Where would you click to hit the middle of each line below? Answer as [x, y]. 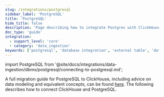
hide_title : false [24, 23]
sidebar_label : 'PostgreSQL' [35, 14]
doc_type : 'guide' [24, 32]
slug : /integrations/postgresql [38, 10]
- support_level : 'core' [35, 41]
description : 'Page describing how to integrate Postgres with [71, 28]
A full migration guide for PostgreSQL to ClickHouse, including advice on [78, 79]
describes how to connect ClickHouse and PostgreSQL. [61, 89]
